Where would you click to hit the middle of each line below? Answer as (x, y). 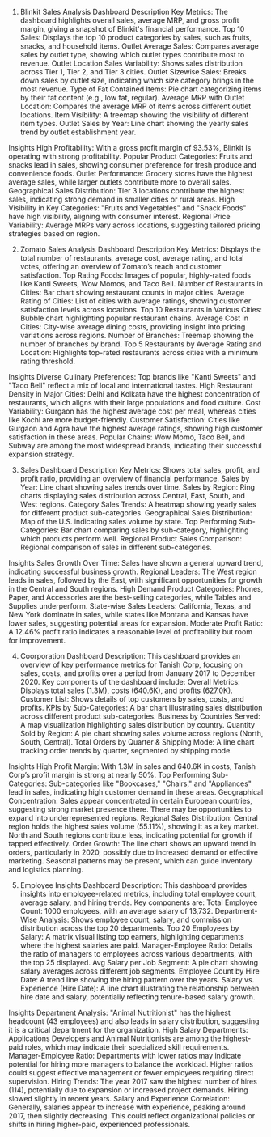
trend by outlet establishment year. (78, 132)
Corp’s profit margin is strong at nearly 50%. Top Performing (109, 775)
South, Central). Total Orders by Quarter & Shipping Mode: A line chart (137, 742)
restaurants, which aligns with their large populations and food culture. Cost (135, 403)
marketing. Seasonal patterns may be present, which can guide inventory (130, 861)
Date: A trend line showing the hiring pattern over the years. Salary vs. (137, 980)
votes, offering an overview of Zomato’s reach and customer (121, 267)
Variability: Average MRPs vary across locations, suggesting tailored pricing (135, 225)
